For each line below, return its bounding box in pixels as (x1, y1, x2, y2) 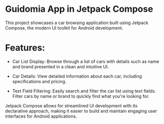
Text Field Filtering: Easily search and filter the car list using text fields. (12, 88, 157, 94)
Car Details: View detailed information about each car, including (12, 73, 142, 79)
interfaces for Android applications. (5, 113, 78, 119)
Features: (5, 42, 45, 54)
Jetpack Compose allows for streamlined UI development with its (5, 102, 138, 109)
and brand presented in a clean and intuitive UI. (12, 63, 109, 69)
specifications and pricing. (12, 78, 67, 84)
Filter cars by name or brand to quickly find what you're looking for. (12, 93, 150, 99)
